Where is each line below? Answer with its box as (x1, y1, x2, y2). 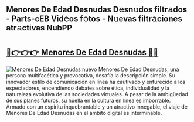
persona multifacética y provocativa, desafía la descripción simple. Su (6, 72, 176, 79)
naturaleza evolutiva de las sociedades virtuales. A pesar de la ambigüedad (6, 91, 189, 97)
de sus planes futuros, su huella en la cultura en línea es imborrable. (6, 97, 171, 104)
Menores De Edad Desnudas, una (98, 66, 179, 73)
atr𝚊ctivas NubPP (6, 23, 72, 33)
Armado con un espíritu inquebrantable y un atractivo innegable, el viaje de (6, 103, 188, 110)
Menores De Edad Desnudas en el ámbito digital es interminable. (6, 110, 162, 116)
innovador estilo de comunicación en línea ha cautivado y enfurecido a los (6, 79, 186, 85)
